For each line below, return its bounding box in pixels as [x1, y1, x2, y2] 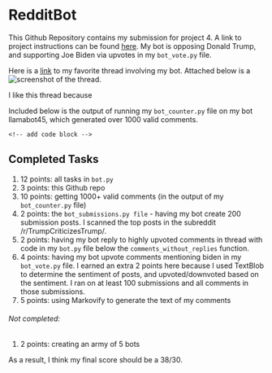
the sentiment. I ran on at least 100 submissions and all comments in [19, 278, 249, 287]
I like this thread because [8, 90, 93, 99]
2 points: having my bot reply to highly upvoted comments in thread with [19, 235, 263, 244]
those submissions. [19, 287, 85, 296]
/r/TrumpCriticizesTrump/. [19, 226, 107, 235]
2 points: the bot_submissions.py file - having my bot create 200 [19, 208, 241, 218]
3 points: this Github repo [19, 182, 106, 192]
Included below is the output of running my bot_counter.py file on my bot [8, 106, 253, 116]
